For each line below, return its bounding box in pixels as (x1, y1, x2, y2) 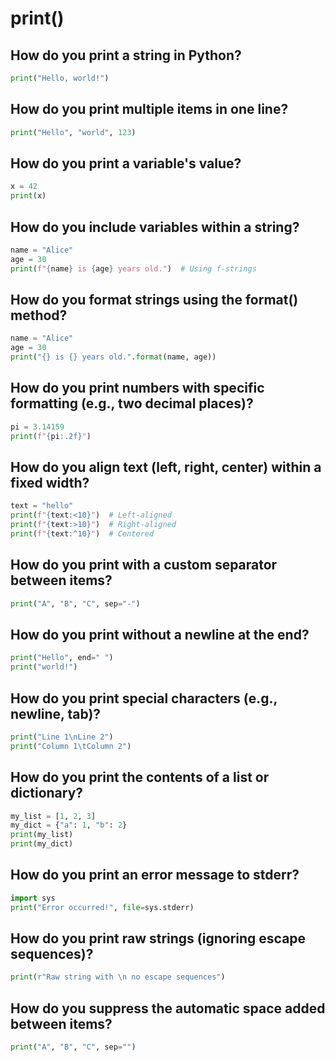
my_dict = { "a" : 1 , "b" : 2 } (10, 820, 128, 831)
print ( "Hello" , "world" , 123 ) (10, 127, 137, 137)
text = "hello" (10, 501, 74, 511)
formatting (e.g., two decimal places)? (10, 395, 254, 412)
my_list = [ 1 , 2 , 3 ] (10, 811, 97, 821)
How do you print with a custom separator (10, 557, 278, 574)
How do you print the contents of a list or (10, 769, 270, 786)
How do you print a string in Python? (10, 47, 242, 64)
